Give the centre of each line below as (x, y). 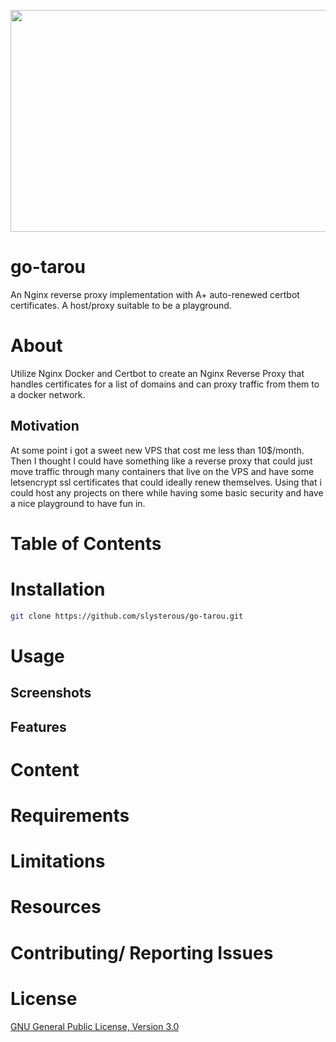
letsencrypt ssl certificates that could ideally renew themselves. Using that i (166, 482)
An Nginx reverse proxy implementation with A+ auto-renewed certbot (155, 294)
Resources (56, 907)
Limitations (58, 861)
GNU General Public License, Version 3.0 (95, 1026)
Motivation (45, 426)
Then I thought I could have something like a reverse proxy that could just (161, 461)
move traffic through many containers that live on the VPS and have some (162, 471)
